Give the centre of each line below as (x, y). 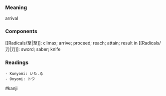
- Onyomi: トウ (20, 79)
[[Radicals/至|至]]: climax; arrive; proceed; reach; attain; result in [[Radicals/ (83, 43)
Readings (17, 62)
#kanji (11, 88)
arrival (12, 18)
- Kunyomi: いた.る (24, 73)
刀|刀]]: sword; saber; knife (33, 49)
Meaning (16, 7)
